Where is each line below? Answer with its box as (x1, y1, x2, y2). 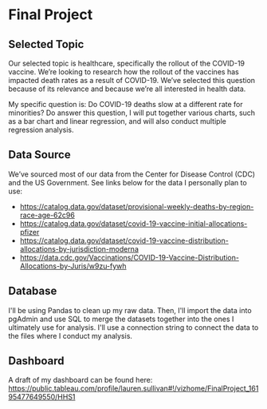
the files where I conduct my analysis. (8, 331, 133, 340)
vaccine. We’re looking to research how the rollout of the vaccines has (8, 67, 239, 77)
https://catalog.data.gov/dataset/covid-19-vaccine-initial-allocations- (19, 218, 248, 228)
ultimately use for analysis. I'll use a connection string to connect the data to (8, 322, 259, 332)
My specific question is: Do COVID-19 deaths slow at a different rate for (8, 100, 243, 109)
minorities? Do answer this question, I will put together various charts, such (8, 108, 256, 117)
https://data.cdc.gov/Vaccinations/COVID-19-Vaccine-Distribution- (19, 252, 239, 262)
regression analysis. (8, 125, 74, 134)
